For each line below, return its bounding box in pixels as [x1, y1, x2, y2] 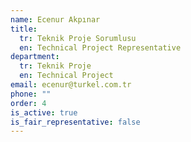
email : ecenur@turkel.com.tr [10, 80, 132, 90]
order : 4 [10, 98, 47, 108]
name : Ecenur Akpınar [10, 14, 101, 25]
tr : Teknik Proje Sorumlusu [19, 33, 137, 43]
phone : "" [10, 89, 52, 99]
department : [10, 52, 60, 62]
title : [10, 24, 38, 34]
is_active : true [10, 107, 78, 118]
